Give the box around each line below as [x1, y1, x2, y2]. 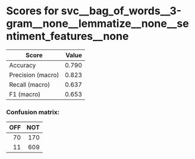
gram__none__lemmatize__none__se [6, 17, 189, 30]
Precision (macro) [9, 70, 59, 79]
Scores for [6, 4, 59, 18]
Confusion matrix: [6, 108, 60, 116]
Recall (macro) [9, 80, 51, 89]
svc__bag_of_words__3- [61, 4, 182, 18]
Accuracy [9, 61, 36, 69]
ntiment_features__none [6, 30, 129, 43]
